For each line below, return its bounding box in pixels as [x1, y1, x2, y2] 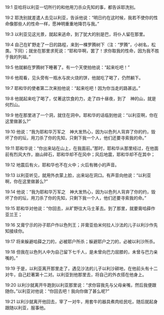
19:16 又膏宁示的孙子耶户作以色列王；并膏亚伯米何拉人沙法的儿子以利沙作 [5, 222, 154, 228]
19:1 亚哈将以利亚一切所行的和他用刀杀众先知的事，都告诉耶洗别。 [5, 4, 139, 10]
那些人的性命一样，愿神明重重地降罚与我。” [13, 21, 99, 26]
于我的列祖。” [5, 54, 31, 60]
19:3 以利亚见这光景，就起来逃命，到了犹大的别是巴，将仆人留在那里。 [5, 31, 148, 37]
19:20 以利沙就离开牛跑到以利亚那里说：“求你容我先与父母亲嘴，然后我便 [5, 282, 152, 288]
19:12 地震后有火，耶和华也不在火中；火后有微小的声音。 [5, 162, 119, 168]
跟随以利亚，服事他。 [5, 305, 48, 311]
